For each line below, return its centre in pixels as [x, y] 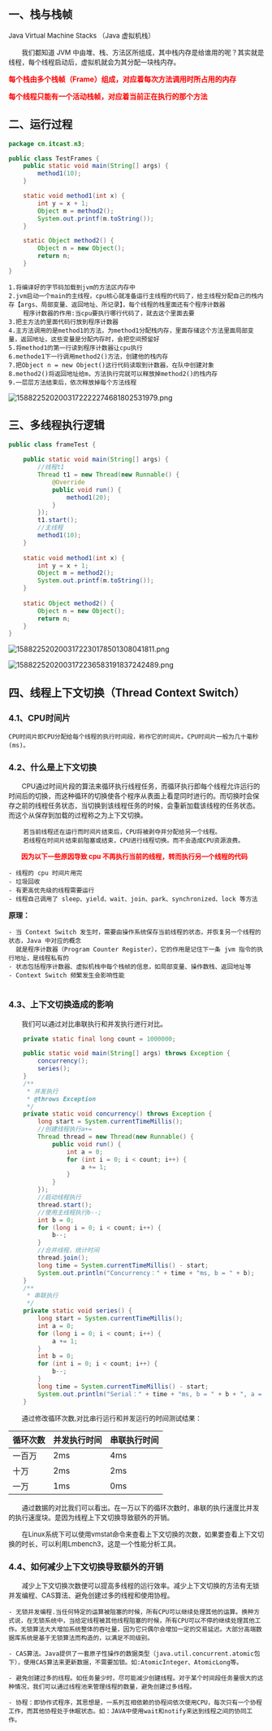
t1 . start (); [58, 520]
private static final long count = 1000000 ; [99, 1039]
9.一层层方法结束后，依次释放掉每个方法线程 [73, 382]
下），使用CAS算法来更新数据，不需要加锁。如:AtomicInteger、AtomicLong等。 [125, 1662]
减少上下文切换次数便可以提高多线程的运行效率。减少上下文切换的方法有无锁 [140, 1585]
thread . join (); [63, 1258]
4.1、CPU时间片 [39, 717]
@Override [68, 482]
